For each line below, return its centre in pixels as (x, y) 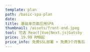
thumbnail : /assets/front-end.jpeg (42, 28)
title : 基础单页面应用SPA (29, 24)
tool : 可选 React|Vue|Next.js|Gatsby (44, 33)
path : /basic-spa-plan (29, 14)
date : (11, 19)
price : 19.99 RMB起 (25, 38)
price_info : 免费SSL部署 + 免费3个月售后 (45, 42)
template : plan (21, 10)
